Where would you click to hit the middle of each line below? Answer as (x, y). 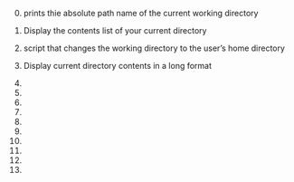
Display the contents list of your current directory (115, 30)
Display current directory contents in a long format (117, 66)
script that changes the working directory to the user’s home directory (154, 48)
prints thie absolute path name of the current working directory (141, 13)
